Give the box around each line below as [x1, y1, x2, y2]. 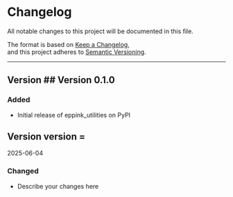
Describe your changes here [17, 182, 99, 190]
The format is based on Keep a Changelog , [7, 40, 130, 48]
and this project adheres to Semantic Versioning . [7, 48, 147, 56]
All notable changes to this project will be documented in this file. [7, 27, 194, 35]
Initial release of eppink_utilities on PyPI [17, 111, 130, 119]
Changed [7, 167, 40, 176]
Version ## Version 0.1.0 [7, 74, 116, 86]
